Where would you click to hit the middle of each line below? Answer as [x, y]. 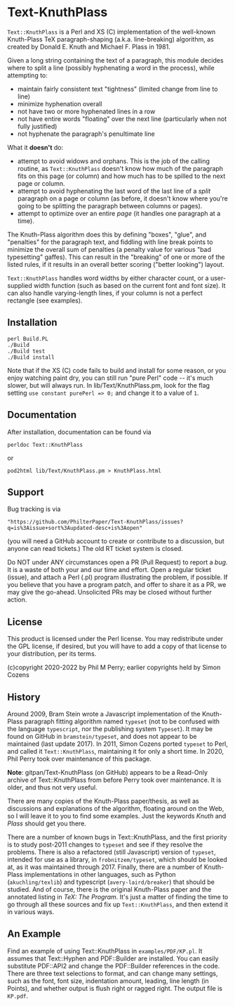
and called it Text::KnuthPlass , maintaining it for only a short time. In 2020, [116, 751]
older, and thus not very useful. [52, 787]
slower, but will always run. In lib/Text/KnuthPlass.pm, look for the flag [109, 385]
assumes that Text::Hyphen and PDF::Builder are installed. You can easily [113, 958]
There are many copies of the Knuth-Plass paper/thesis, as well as [103, 801]
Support [26, 492]
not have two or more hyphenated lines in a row [86, 111]
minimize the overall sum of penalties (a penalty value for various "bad [109, 249]
